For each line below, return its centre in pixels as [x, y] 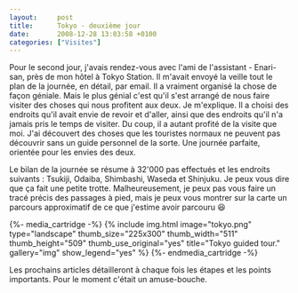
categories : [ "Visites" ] [55, 42]
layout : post [41, 17]
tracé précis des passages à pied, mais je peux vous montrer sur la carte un [148, 198]
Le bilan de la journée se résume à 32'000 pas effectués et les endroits [140, 170]
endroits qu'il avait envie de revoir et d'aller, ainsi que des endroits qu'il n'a [146, 115]
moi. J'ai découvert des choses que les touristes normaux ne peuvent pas [145, 133]
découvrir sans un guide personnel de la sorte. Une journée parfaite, [135, 143]
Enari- [266, 67]
